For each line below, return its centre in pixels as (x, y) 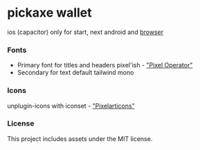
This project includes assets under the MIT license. (80, 139)
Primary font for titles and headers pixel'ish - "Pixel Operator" (105, 65)
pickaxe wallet (49, 13)
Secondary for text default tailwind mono (75, 73)
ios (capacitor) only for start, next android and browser (85, 32)
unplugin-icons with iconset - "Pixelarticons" (71, 106)
